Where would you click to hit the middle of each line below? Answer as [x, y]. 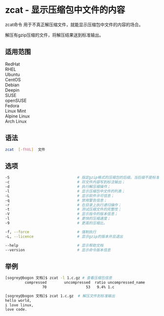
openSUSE [16, 100]
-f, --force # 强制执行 [51, 232]
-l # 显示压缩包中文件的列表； [65, 191]
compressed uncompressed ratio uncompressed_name [85, 283]
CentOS [13, 79]
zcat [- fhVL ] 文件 [25, 149]
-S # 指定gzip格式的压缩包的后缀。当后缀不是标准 [82, 178]
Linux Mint [16, 111]
